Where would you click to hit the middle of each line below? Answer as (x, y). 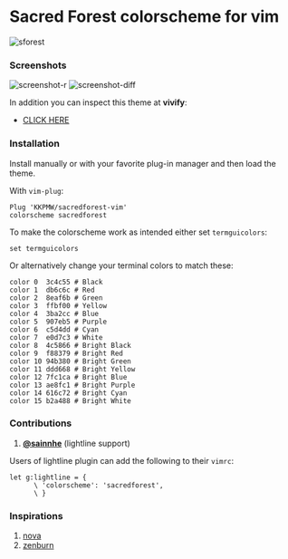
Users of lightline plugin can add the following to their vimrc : (121, 460)
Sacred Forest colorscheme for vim (144, 17)
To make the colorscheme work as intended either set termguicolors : (139, 232)
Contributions (41, 423)
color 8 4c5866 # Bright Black (70, 345)
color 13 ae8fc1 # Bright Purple (72, 385)
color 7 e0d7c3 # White (56, 337)
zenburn (38, 545)
